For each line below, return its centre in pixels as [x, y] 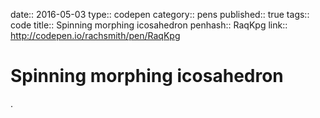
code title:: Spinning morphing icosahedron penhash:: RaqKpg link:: [149, 25]
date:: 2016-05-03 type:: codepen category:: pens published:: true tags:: [160, 14]
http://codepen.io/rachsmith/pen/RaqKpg [95, 35]
